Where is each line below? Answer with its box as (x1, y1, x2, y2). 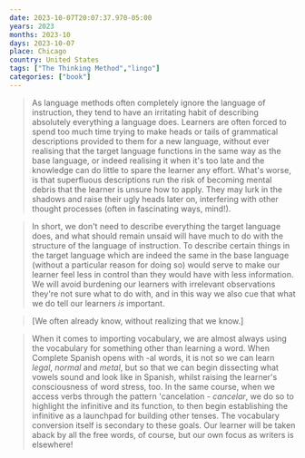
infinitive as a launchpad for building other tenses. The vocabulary (31, 410, 280, 421)
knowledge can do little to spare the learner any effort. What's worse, (31, 164, 292, 175)
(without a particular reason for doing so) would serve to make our (31, 259, 280, 270)
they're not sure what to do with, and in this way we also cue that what (31, 287, 297, 299)
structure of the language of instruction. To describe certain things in (31, 239, 290, 250)
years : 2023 (9, 22, 54, 31)
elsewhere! (31, 439, 74, 450)
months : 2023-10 (9, 30, 71, 39)
